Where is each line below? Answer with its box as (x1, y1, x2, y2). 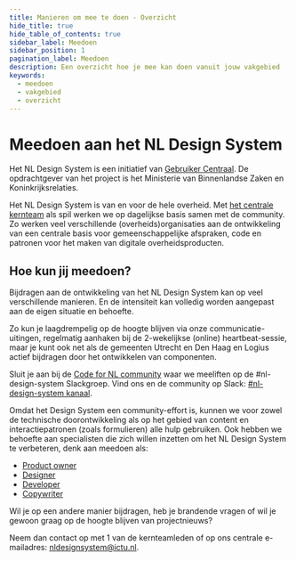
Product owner (21, 460, 77, 471)
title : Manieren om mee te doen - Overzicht (9, 12, 177, 22)
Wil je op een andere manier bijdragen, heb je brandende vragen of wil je (9, 506, 276, 516)
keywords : (9, 71, 46, 80)
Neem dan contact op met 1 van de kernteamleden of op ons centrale (9, 533, 264, 543)
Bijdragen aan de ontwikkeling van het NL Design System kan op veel (9, 287, 264, 298)
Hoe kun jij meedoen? (9, 264, 132, 279)
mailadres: (9, 542, 47, 553)
